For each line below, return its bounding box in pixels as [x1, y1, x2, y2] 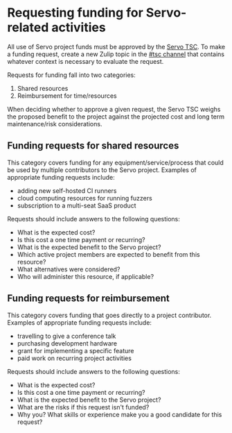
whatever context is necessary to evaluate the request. [7, 57, 164, 65]
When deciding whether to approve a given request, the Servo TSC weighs [7, 105, 221, 113]
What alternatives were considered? [17, 265, 121, 273]
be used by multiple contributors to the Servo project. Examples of [7, 165, 197, 174]
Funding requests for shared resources [7, 140, 179, 152]
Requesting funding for [7, 5, 143, 21]
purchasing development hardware [17, 339, 118, 348]
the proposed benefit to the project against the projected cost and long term [7, 112, 225, 121]
